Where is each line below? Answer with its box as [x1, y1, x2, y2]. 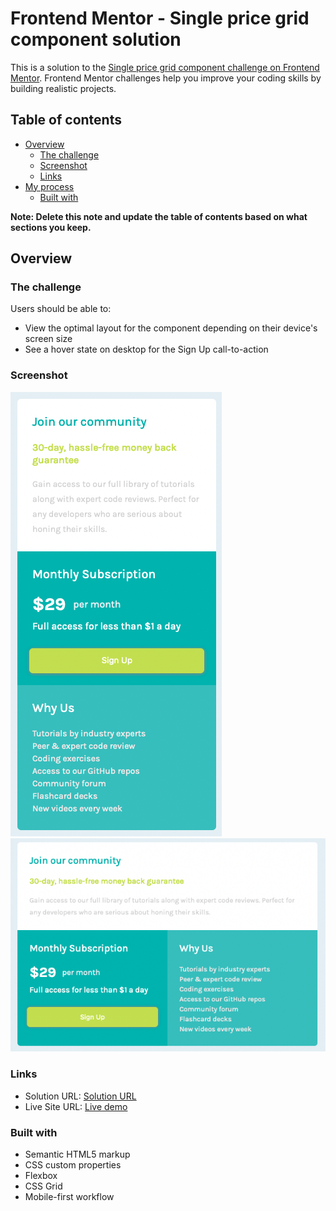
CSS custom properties [24, 1158, 122, 1171]
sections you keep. [10, 221, 92, 233]
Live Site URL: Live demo [24, 1100, 128, 1112]
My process [24, 180, 75, 192]
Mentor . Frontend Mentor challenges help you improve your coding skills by [10, 72, 322, 84]
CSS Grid [24, 1180, 63, 1192]
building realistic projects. [10, 82, 117, 94]
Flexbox [24, 1169, 58, 1181]
